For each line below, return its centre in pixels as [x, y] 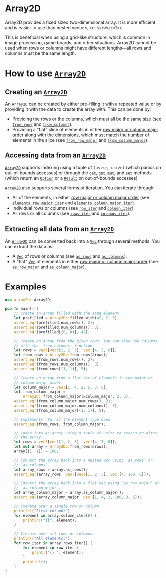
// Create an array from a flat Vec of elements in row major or [83, 378]
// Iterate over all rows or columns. [54, 534]
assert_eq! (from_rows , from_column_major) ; [60, 424]
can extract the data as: [29, 246]
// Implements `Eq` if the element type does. [63, 419]
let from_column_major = [40, 392]
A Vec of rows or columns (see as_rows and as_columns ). [70, 256]
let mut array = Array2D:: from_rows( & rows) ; [61, 447]
